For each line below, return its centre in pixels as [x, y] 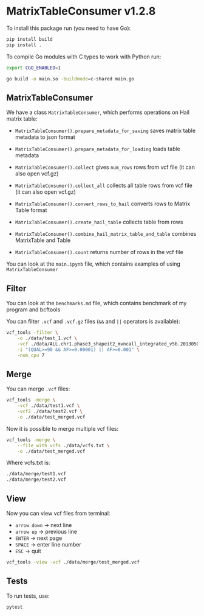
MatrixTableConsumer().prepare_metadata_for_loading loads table [98, 149]
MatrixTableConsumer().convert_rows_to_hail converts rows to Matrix [103, 204]
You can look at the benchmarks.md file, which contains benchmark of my [97, 303]
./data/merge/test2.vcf [36, 480]
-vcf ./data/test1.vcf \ [49, 406]
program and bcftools [33, 310]
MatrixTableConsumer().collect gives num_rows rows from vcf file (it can [105, 167]
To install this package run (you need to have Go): [69, 28]
